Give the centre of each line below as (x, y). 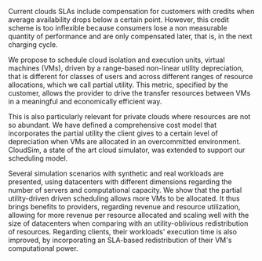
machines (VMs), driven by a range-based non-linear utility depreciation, (126, 68)
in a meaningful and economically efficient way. (85, 101)
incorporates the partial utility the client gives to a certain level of (113, 133)
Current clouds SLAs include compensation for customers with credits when (131, 11)
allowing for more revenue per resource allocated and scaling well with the (129, 215)
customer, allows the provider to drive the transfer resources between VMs (129, 93)
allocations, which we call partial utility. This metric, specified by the (118, 85)
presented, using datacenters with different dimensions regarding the (120, 182)
